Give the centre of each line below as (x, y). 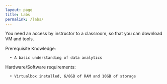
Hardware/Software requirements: (40, 67)
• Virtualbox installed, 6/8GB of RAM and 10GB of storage (73, 76)
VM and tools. (20, 39)
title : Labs (18, 15)
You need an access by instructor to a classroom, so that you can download (84, 34)
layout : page (19, 10)
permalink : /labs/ (24, 19)
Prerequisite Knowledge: (31, 49)
